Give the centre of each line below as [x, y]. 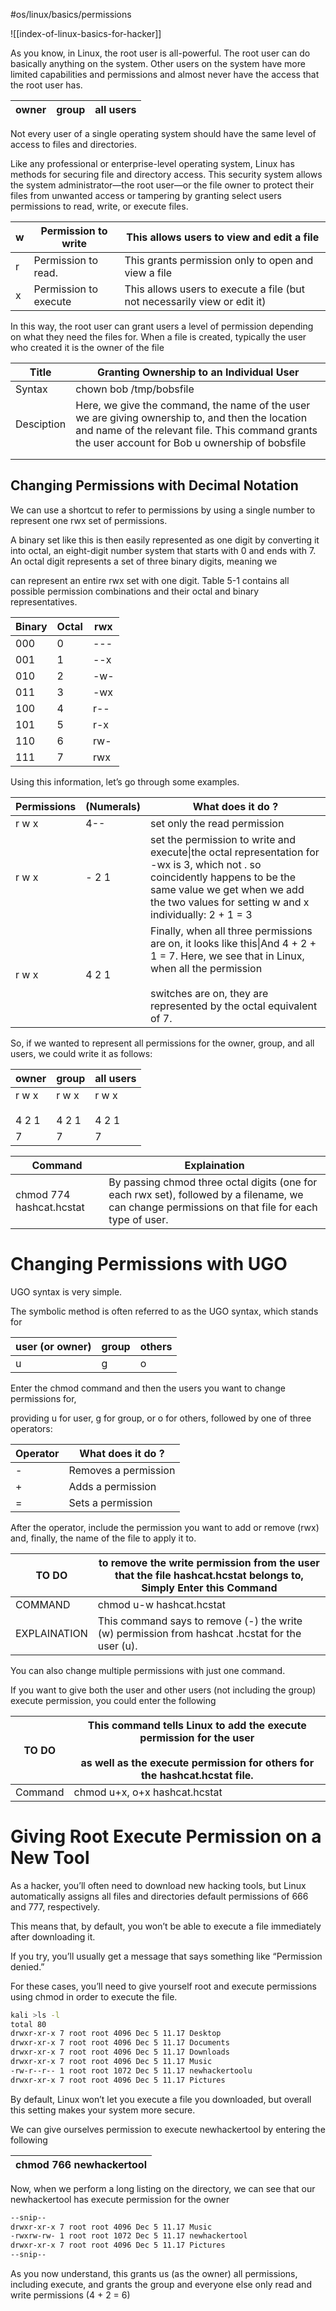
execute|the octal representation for [235, 852]
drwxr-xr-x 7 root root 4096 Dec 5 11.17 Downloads [120, 2052]
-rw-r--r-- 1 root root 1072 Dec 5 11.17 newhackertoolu [131, 2070]
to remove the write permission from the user [209, 1562]
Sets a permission [110, 1502]
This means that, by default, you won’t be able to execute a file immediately [166, 1926]
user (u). [117, 1646]
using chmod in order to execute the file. [94, 1996]
